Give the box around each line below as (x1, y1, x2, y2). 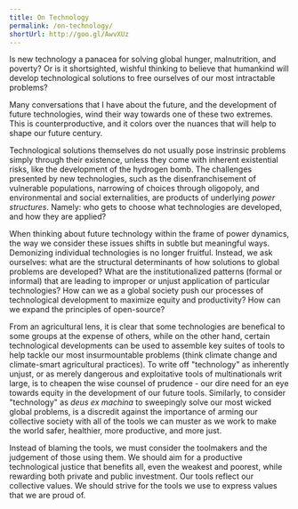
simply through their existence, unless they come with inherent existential (9, 155, 278, 166)
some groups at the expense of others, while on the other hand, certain (9, 331, 270, 342)
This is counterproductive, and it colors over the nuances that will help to (9, 118, 277, 129)
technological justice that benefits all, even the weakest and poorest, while (9, 462, 283, 473)
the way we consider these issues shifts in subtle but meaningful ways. (9, 238, 270, 249)
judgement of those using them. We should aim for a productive (9, 452, 243, 463)
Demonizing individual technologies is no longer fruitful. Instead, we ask (9, 247, 273, 258)
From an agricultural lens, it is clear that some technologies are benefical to (9, 321, 286, 332)
